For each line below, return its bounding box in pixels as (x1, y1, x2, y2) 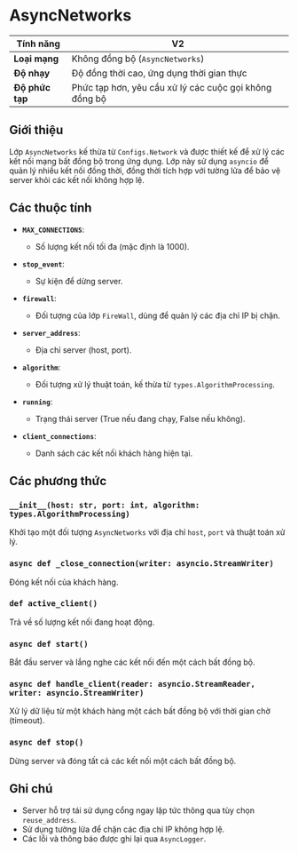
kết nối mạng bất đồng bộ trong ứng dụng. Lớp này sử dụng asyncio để (9, 155, 269, 166)
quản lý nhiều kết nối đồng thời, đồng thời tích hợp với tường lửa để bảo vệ (9, 165, 281, 176)
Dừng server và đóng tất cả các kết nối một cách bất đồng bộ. (9, 755, 237, 766)
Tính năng (16, 37, 60, 50)
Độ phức (13, 81, 51, 93)
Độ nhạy (13, 67, 51, 79)
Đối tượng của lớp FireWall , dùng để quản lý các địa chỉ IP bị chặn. (35, 310, 281, 321)
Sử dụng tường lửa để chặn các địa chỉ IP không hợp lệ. (21, 824, 225, 834)
